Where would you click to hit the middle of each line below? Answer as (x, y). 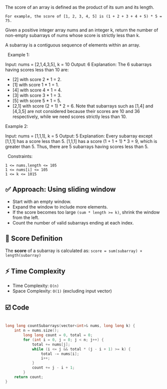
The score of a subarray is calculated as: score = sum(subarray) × (74, 250)
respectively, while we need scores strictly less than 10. (69, 116)
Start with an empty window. (42, 201)
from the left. (26, 217)
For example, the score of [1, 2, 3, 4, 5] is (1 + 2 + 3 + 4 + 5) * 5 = (84, 16)
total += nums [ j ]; (51, 344)
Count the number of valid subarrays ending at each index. (73, 222)
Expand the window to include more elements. (60, 206)
